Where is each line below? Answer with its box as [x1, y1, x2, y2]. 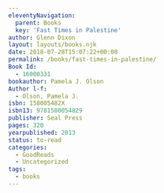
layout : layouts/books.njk [8, 41, 97, 49]
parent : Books [15, 19, 61, 27]
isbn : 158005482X [8, 99, 65, 107]
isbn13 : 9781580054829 [8, 107, 83, 115]
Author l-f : [8, 84, 47, 93]
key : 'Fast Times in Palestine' [15, 26, 122, 34]
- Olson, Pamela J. [15, 92, 80, 100]
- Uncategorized [15, 158, 69, 166]
